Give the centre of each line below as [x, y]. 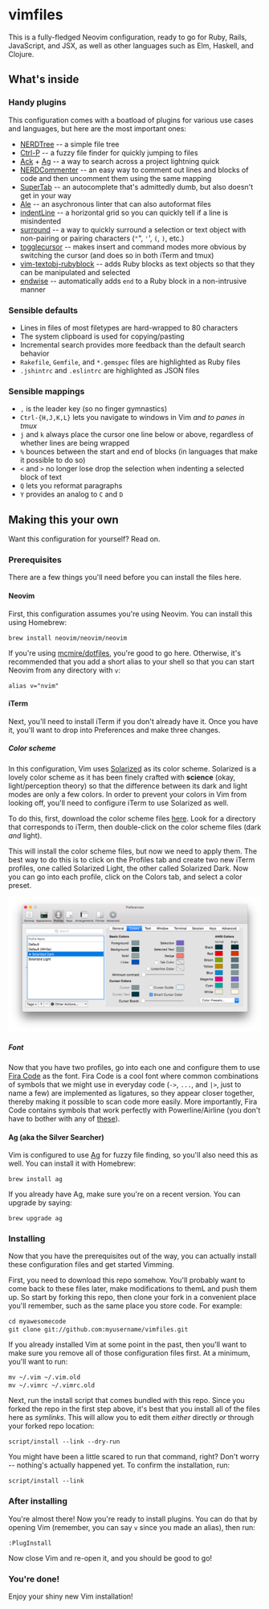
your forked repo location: [51, 1426]
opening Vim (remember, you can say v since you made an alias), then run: [132, 1527]
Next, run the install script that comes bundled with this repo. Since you [126, 1401]
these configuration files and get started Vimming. [92, 1265]
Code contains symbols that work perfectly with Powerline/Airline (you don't [134, 1110]
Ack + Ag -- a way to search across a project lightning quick [120, 161]
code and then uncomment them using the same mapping [116, 178]
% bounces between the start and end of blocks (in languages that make [139, 451]
